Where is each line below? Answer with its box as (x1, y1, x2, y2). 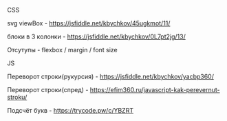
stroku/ (7, 93, 28, 101)
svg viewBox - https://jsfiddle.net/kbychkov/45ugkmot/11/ (7, 19, 171, 27)
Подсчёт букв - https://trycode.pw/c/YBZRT (7, 107, 134, 114)
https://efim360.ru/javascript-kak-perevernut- (89, 86, 220, 93)
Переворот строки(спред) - (7, 86, 89, 93)
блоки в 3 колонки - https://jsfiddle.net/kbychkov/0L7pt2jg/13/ (7, 32, 186, 41)
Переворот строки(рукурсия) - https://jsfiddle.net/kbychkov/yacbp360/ (7, 72, 215, 80)
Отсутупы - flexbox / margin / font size (7, 46, 118, 54)
